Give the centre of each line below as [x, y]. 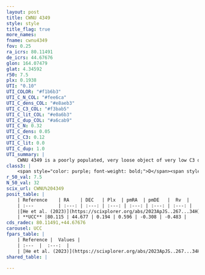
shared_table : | [27, 257]
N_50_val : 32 [23, 183]
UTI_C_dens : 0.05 [28, 132]
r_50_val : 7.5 [24, 177]
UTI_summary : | [26, 154]
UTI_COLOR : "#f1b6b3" [34, 92]
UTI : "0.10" [21, 86]
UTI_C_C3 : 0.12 [26, 137]
